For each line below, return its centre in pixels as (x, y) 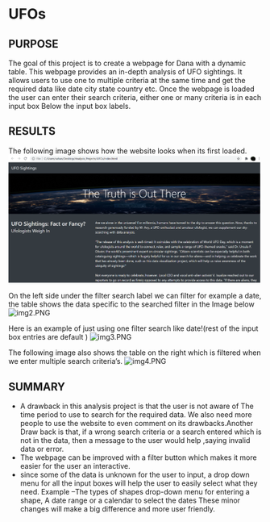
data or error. (42, 449)
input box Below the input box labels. (70, 106)
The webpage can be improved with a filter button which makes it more (138, 457)
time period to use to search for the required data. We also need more (136, 415)
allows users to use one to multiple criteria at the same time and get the (127, 80)
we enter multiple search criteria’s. (66, 361)
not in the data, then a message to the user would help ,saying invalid (135, 441)
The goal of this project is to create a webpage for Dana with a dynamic (127, 63)
